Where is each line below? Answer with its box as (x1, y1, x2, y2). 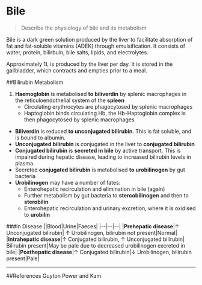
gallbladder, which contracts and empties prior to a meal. (6, 66, 147, 74)
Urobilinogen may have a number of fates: (14, 179, 121, 186)
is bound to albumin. (14, 134, 66, 141)
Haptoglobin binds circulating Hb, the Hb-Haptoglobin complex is (23, 109, 186, 117)
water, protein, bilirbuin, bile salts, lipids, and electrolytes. (6, 48, 148, 56)
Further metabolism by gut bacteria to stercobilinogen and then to (23, 191, 189, 199)
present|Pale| (6, 255, 40, 262)
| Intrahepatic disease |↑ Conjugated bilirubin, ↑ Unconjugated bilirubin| (6, 235, 185, 243)
